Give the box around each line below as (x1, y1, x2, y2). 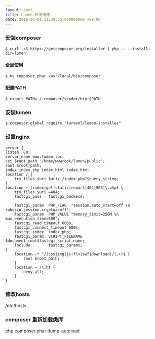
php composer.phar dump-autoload (5, 328, 80, 334)
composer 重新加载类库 (5, 316, 63, 323)
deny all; (23, 269, 44, 274)
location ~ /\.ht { (14, 265, 56, 270)
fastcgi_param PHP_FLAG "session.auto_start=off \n (14, 203, 130, 208)
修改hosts (5, 290, 30, 298)
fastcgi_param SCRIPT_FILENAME (14, 234, 83, 239)
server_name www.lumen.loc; (5, 154, 65, 159)
